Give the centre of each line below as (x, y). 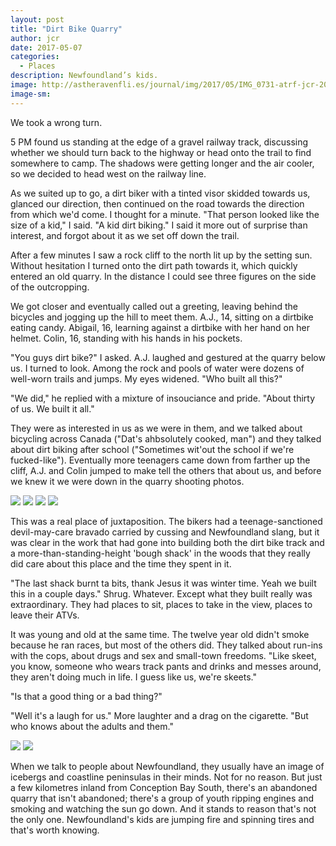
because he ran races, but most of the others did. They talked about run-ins (166, 645)
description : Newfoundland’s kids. (84, 76)
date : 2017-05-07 (46, 47)
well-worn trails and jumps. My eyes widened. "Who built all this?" (146, 378)
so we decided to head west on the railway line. (108, 173)
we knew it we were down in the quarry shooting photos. (127, 481)
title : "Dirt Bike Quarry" (66, 29)
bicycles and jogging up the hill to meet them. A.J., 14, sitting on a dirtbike (162, 317)
